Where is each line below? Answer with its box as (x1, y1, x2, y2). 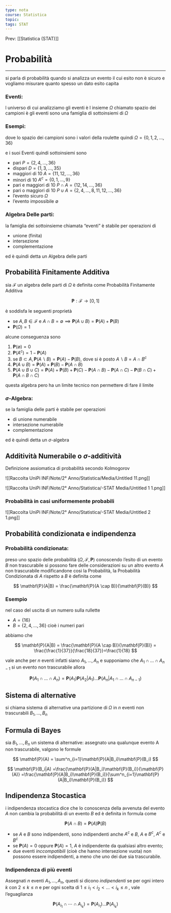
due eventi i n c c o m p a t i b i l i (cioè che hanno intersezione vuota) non (12, 848, 152, 854)
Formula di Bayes (5, 726, 61, 735)
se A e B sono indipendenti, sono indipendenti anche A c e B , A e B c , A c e (12, 830, 165, 837)
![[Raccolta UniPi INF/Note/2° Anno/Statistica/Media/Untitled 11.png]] (5, 475, 150, 481)
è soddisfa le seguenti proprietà (5, 308, 72, 314)
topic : (5, 17, 19, 22)
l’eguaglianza (5, 891, 33, 897)
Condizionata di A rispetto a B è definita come (5, 573, 102, 579)
